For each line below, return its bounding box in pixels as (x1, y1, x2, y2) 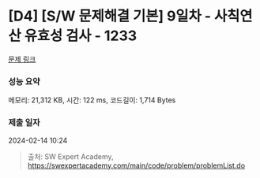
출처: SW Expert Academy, (27, 151, 114, 161)
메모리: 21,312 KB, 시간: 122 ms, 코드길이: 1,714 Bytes (8, 95, 176, 105)
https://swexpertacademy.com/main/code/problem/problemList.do (27, 161, 246, 170)
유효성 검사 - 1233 (24, 27, 138, 45)
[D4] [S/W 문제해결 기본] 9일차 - (8, 7, 212, 25)
